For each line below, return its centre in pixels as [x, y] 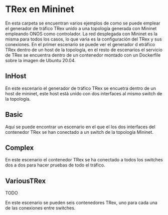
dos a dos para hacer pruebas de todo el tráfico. [55, 165]
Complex [20, 148]
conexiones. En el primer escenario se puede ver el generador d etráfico [80, 44]
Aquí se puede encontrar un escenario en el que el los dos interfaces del [80, 127]
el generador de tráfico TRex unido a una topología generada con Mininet [81, 28]
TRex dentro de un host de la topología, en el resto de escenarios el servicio [84, 50]
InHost [16, 76]
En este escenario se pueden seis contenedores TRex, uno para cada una [81, 203]
